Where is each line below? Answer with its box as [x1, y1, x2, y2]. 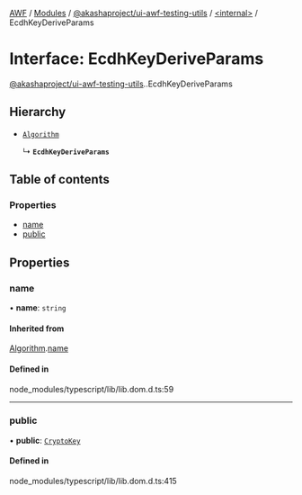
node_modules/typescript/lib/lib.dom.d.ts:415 [9, 476, 177, 487]
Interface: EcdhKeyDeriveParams [9, 49, 264, 69]
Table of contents [9, 172, 110, 187]
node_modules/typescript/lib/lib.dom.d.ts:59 [9, 383, 174, 394]
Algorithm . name [9, 343, 69, 354]
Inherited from [9, 323, 65, 334]
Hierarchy [9, 104, 67, 120]
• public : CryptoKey [9, 435, 81, 445]
